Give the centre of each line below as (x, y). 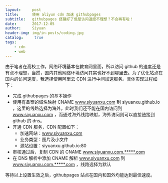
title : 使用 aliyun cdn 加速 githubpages (53, 14)
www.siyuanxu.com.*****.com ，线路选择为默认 (62, 164)
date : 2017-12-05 (30, 24)
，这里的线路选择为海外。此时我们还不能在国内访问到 (67, 108)
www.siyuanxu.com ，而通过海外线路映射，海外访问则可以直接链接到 (83, 114)
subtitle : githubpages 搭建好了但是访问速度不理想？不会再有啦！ (69, 19)
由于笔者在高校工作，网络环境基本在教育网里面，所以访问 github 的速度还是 (83, 66)
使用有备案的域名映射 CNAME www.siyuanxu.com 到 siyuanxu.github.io (86, 102)
